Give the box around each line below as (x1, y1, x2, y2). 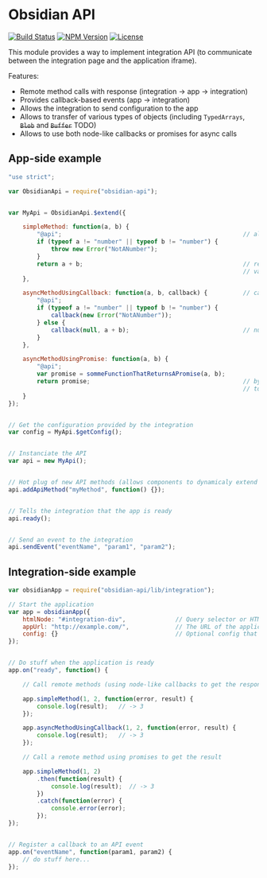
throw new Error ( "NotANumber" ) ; (50, 245, 158, 253)
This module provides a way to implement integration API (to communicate (8, 47, 253, 56)
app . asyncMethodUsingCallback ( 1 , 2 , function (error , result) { (22, 724, 237, 732)
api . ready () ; (8, 515, 52, 523)
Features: (8, 71, 40, 80)
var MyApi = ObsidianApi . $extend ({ (8, 208, 126, 216)
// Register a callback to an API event (8, 841, 145, 849)
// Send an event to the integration (8, 535, 133, 544)
